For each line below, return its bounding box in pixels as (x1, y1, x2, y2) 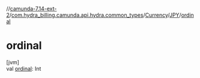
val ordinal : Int (6, 65, 41, 72)
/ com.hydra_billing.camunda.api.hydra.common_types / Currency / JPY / (9, 11, 181, 19)
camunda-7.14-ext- (10, 5, 57, 12)
